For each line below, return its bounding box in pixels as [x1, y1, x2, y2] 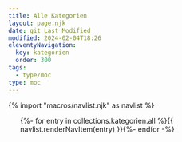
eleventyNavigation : [8, 41, 77, 49]
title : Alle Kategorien [8, 11, 88, 20]
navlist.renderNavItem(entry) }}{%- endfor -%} [19, 124, 176, 134]
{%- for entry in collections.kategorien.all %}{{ [19, 116, 174, 125]
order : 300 [15, 57, 52, 65]
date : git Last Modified [8, 26, 91, 34]
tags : [8, 64, 26, 72]
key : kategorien [15, 49, 69, 57]
